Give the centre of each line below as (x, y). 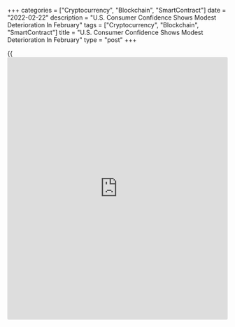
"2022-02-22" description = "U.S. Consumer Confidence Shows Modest (112, 18)
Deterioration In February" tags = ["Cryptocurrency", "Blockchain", (103, 25)
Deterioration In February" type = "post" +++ (72, 40)
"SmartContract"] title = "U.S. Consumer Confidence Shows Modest (105, 32)
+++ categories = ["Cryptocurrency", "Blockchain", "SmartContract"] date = (117, 10)
